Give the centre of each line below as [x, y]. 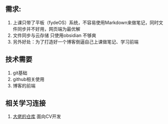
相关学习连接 [26, 103]
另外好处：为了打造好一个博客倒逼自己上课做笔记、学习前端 [76, 42]
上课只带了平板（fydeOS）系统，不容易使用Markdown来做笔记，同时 [86, 23]
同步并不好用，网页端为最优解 [49, 29]
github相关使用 [28, 79]
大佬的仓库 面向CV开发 [37, 116]
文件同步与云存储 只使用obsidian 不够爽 [54, 35]
